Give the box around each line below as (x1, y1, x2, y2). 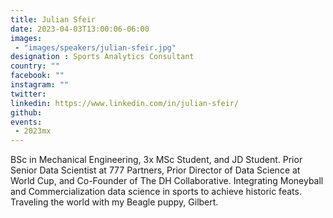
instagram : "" (10, 80, 70, 90)
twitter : (10, 89, 47, 99)
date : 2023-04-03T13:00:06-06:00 (10, 24, 150, 34)
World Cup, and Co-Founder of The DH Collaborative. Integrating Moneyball (10, 175, 324, 187)
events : (10, 117, 43, 127)
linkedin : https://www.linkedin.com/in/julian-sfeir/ (10, 98, 240, 108)
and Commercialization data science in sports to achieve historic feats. (10, 186, 302, 198)
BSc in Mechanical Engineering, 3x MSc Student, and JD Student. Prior (10, 154, 303, 166)
